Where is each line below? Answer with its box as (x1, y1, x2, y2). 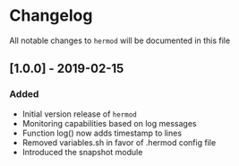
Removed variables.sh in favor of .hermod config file (21, 136, 217, 148)
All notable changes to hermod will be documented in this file (9, 35, 231, 46)
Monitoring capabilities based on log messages (21, 118, 197, 128)
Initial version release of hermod (21, 109, 137, 119)
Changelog (9, 5, 93, 26)
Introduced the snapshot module (21, 146, 143, 157)
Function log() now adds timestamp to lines (21, 127, 182, 138)
